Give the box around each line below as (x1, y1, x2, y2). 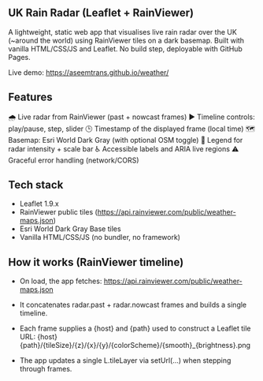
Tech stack (8, 178, 64, 192)
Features (8, 91, 53, 104)
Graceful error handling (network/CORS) (8, 155, 139, 165)
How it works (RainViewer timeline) (8, 256, 184, 269)
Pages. (8, 52, 31, 62)
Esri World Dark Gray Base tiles (19, 224, 121, 233)
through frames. (19, 364, 72, 374)
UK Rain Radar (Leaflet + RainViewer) (8, 6, 194, 20)
